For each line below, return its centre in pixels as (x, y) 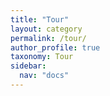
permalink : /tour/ (48, 38)
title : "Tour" (40, 19)
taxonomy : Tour (42, 57)
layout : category (46, 29)
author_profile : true (55, 47)
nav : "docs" (44, 76)
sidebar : (28, 66)
